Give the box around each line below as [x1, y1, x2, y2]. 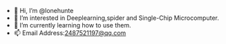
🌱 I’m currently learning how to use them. [13, 21, 131, 29]
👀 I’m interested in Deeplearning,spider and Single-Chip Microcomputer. [13, 14, 219, 22]
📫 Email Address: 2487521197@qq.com [13, 29, 126, 37]
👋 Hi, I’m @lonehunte [13, 7, 74, 14]
